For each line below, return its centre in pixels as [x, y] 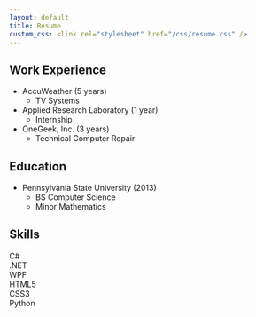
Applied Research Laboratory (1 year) [90, 110]
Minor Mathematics [70, 206]
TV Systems [57, 101]
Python [22, 303]
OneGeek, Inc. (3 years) [66, 129]
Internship [54, 120]
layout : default [39, 17]
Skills [24, 235]
